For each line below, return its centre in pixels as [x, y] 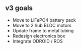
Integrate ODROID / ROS [37, 41]
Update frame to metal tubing [43, 30]
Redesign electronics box [39, 36]
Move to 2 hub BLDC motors [42, 25]
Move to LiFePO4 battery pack [44, 20]
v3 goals [19, 8]
